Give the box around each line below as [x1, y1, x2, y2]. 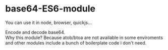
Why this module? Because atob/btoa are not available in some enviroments [5, 34, 163, 40]
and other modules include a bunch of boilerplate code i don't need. [5, 39, 147, 45]
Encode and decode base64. [5, 29, 66, 35]
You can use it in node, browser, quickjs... [5, 19, 92, 25]
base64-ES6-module [5, 3, 96, 14]
